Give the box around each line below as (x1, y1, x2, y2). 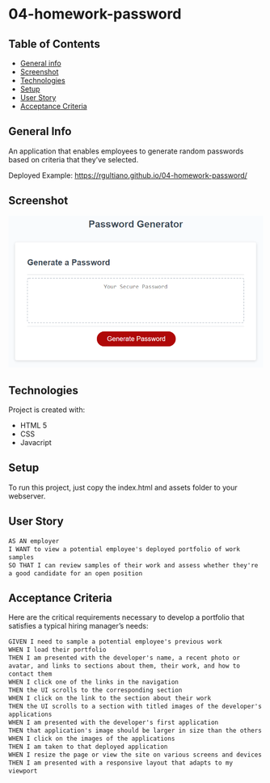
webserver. (8, 490, 46, 501)
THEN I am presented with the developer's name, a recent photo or (8, 654, 241, 663)
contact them (8, 670, 53, 679)
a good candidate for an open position (8, 569, 143, 578)
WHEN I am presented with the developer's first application (8, 718, 219, 727)
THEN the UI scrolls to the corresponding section (8, 686, 183, 695)
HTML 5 (19, 421, 48, 431)
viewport (8, 767, 38, 776)
